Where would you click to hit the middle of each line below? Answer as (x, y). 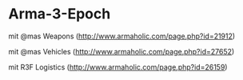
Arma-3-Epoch (60, 14)
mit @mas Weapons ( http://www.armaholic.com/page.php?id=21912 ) (122, 36)
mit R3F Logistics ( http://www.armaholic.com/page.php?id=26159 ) (118, 67)
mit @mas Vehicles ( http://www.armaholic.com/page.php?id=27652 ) (121, 51)
